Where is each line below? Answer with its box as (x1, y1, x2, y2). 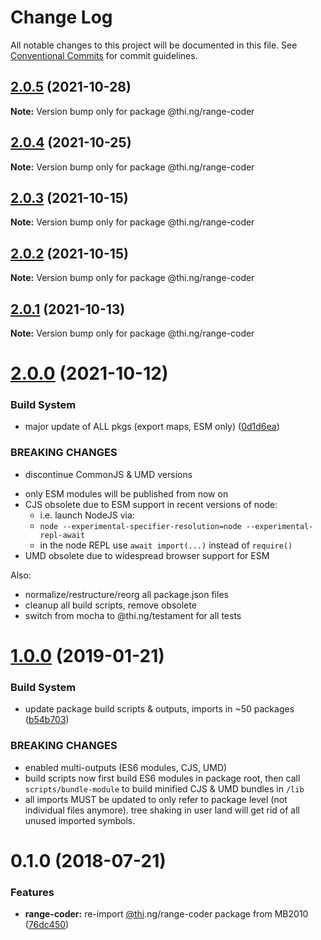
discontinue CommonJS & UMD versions (24, 468, 193, 480)
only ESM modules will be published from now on (24, 487, 229, 500)
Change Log (10, 6, 113, 29)
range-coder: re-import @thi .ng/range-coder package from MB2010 (24, 908, 309, 920)
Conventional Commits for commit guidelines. (10, 49, 198, 61)
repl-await (39, 530, 86, 540)
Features (10, 885, 55, 899)
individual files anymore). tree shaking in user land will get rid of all (24, 804, 300, 816)
